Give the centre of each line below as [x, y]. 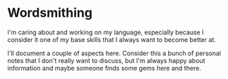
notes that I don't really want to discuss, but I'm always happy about [107, 60]
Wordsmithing [50, 13]
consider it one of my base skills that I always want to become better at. [112, 39]
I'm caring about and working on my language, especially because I [106, 32]
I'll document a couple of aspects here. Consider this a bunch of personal [114, 53]
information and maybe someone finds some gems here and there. [104, 68]
